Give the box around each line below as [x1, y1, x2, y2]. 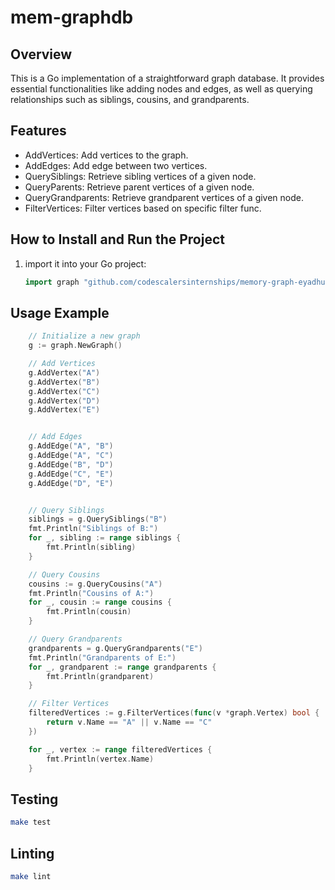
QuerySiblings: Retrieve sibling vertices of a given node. [24, 170, 257, 182]
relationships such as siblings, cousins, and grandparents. [10, 94, 250, 105]
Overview [10, 46, 73, 63]
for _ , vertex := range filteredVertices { [28, 744, 213, 755]
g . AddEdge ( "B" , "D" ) [28, 459, 114, 470]
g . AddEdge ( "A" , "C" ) [28, 451, 114, 461]
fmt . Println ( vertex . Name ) [46, 754, 155, 764]
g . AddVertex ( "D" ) [28, 396, 101, 406]
